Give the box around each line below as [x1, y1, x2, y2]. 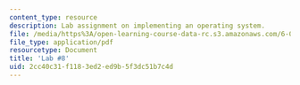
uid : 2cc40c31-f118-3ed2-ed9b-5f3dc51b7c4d [9, 63, 174, 72]
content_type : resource [9, 12, 98, 22]
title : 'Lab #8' [9, 54, 70, 63]
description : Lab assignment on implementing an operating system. [9, 21, 266, 30]
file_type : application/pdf [9, 37, 114, 47]
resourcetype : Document [9, 46, 98, 55]
